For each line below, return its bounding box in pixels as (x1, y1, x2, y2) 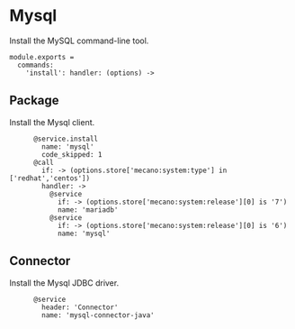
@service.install (32, 134, 99, 143)
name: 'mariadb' (57, 205, 119, 215)
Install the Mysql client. (9, 116, 95, 127)
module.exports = (9, 52, 75, 61)
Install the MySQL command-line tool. (9, 35, 149, 46)
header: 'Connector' (41, 303, 119, 312)
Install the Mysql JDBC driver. (9, 277, 120, 288)
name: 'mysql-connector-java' (41, 310, 155, 320)
